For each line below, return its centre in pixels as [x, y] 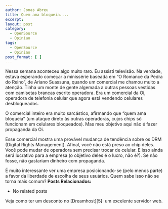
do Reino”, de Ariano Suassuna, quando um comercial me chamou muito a [82, 82]
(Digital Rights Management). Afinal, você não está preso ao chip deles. [80, 145]
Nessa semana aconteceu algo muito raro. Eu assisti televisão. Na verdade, [84, 71]
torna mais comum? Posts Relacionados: [48, 181]
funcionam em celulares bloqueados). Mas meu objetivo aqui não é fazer [81, 124]
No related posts [30, 191]
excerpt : [14, 19]
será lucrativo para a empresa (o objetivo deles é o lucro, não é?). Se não [81, 155]
